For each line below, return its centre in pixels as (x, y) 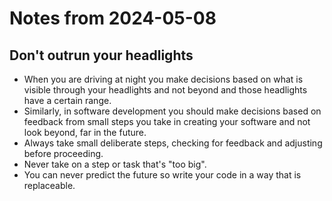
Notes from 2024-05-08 (113, 18)
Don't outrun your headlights (101, 55)
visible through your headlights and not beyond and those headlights (165, 90)
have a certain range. (67, 100)
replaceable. (49, 185)
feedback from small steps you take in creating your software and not (167, 121)
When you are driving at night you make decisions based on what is (163, 79)
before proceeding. (63, 153)
